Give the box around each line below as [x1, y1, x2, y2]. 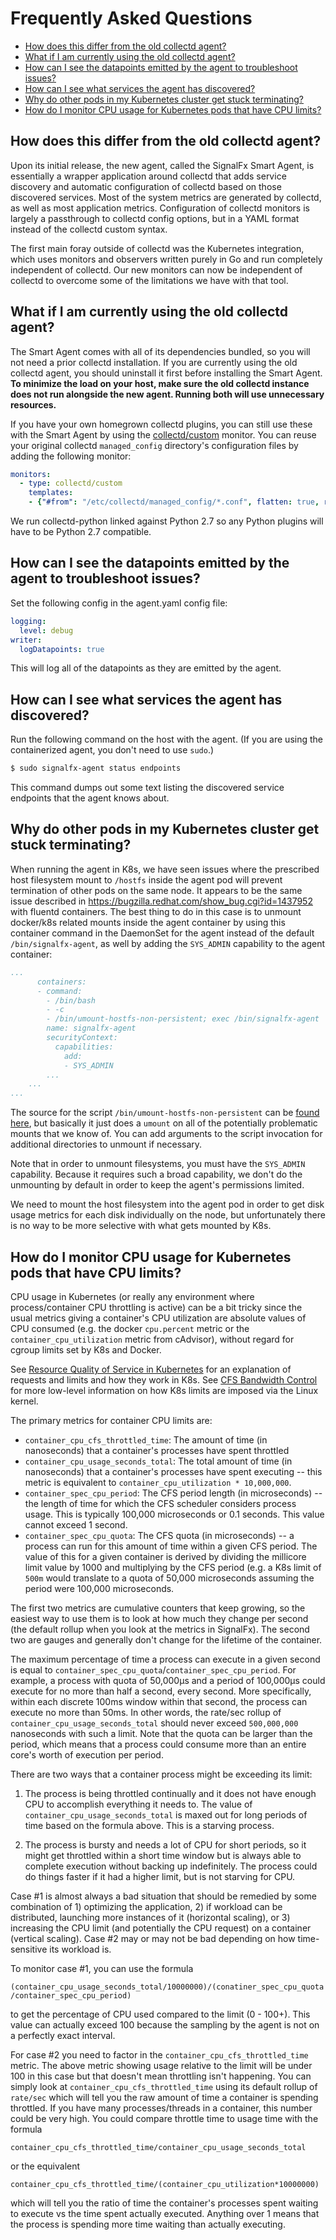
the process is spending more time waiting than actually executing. [10, 2218, 286, 2230]
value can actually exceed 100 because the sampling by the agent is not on [10, 2018, 320, 2031]
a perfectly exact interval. [10, 2029, 116, 2041]
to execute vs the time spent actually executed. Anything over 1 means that [10, 2207, 320, 2219]
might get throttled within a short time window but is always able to [24, 1849, 302, 1861]
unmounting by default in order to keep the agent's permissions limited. [10, 1179, 305, 1191]
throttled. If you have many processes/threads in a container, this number [10, 2102, 313, 2114]
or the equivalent [10, 2160, 81, 2172]
